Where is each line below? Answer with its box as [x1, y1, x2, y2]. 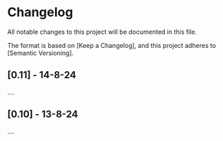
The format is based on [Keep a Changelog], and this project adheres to [7, 41, 217, 49]
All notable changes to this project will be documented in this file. [7, 27, 198, 36]
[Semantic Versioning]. [7, 49, 74, 57]
